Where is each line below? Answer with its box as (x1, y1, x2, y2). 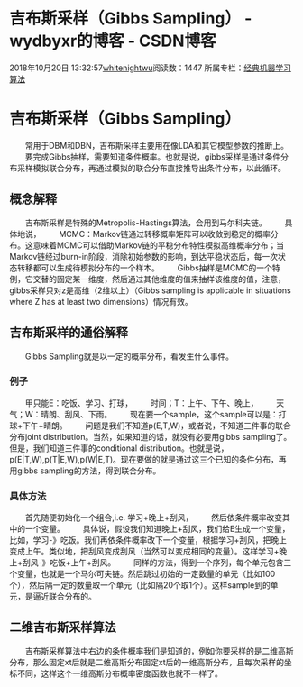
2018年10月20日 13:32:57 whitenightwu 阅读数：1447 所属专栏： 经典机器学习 (9, 62, 291, 73)
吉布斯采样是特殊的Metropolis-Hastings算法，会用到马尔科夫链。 (25, 217, 268, 228)
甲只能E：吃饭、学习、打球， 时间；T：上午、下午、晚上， (25, 398, 259, 408)
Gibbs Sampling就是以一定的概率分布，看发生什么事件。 (25, 351, 234, 362)
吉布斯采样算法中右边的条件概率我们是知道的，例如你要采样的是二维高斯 (25, 646, 294, 656)
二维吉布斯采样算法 (9, 619, 116, 636)
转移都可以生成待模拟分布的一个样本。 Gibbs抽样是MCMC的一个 (16, 262, 273, 273)
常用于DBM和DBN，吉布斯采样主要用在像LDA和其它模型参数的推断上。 (25, 140, 289, 151)
